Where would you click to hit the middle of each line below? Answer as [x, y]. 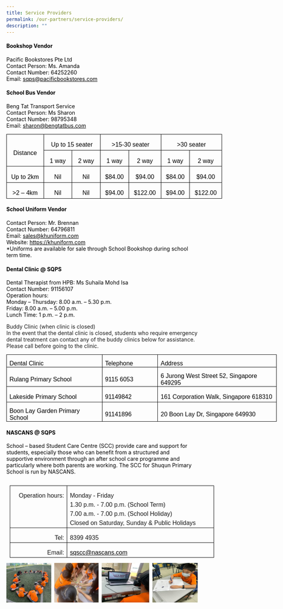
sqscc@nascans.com [98, 552]
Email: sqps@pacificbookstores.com [52, 78]
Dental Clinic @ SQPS [34, 269]
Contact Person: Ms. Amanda [43, 66]
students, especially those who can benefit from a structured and [88, 452]
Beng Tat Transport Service [41, 106]
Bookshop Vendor [29, 46]
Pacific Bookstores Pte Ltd [39, 59]
